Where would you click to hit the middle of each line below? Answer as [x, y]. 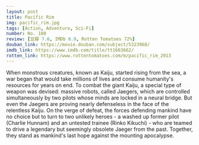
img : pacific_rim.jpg [33, 22]
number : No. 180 [26, 34]
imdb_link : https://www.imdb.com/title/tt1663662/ [70, 50]
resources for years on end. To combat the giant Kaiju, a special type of [94, 85]
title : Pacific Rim [30, 17]
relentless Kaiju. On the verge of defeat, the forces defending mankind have [99, 110]
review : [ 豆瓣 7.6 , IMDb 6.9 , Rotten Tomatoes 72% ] [71, 39]
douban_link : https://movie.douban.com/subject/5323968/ [78, 45]
